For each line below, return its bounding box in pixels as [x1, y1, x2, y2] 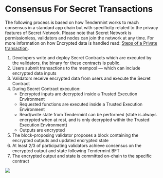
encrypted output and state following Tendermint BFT [12, 147, 120, 154]
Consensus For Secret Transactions [5, 3, 153, 15]
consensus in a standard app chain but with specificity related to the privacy [5, 24, 158, 30]
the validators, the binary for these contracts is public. [12, 60, 121, 66]
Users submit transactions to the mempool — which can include [12, 65, 141, 71]
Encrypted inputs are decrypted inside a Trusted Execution [19, 91, 138, 97]
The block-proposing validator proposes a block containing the [12, 132, 139, 138]
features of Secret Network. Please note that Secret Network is [5, 30, 132, 36]
